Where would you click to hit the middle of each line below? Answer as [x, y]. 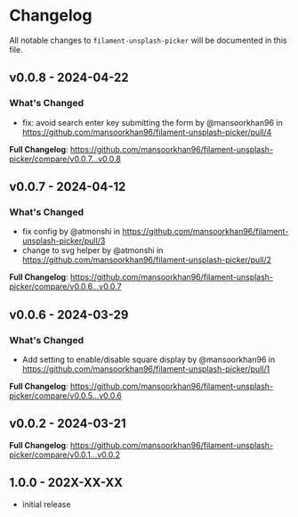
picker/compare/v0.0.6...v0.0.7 [65, 287]
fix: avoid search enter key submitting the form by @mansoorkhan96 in [152, 122]
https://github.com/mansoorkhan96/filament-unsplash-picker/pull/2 [146, 260]
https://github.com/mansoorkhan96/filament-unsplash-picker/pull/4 [147, 132]
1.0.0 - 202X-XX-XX [66, 483]
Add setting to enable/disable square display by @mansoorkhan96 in [149, 359]
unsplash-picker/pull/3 [64, 241]
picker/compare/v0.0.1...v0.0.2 [64, 455]
